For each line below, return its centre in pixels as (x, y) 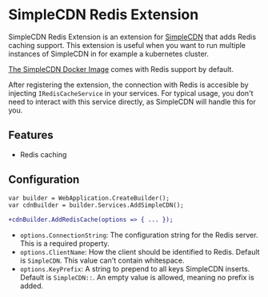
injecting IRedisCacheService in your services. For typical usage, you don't (131, 93)
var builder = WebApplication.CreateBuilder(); (89, 198)
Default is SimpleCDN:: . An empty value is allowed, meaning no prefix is (137, 278)
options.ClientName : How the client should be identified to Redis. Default (140, 252)
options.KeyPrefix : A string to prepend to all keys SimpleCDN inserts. (135, 269)
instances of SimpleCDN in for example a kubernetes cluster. (109, 53)
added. (32, 286)
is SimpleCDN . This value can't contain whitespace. (102, 260)
